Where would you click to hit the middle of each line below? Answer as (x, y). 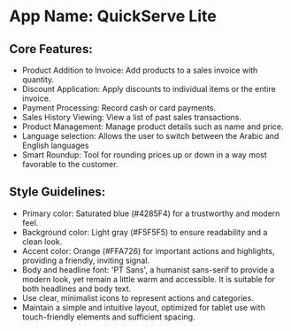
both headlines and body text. (76, 289)
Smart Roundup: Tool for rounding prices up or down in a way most (144, 155)
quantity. (38, 80)
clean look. (42, 242)
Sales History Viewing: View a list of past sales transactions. (131, 117)
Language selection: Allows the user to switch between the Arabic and (150, 136)
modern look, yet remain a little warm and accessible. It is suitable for (149, 279)
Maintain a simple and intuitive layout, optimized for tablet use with (143, 307)
